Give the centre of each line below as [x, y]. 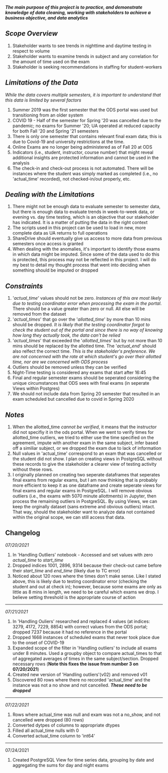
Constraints [24, 286]
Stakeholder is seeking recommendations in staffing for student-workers [87, 67]
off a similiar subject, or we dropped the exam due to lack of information [87, 448]
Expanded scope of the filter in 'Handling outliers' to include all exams [84, 648]
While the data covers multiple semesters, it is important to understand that [83, 95]
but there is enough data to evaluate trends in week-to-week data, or [83, 212]
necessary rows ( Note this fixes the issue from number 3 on [75, 664]
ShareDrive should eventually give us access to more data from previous [87, 238]
